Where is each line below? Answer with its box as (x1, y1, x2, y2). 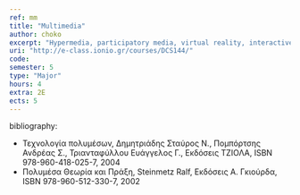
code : (9, 55, 29, 64)
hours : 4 (9, 80, 42, 89)
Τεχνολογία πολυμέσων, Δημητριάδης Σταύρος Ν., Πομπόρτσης (21, 138, 262, 148)
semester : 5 (9, 64, 54, 72)
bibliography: (9, 121, 58, 131)
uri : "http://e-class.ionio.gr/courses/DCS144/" (9, 47, 194, 55)
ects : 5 (9, 96, 38, 106)
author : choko (9, 30, 62, 38)
